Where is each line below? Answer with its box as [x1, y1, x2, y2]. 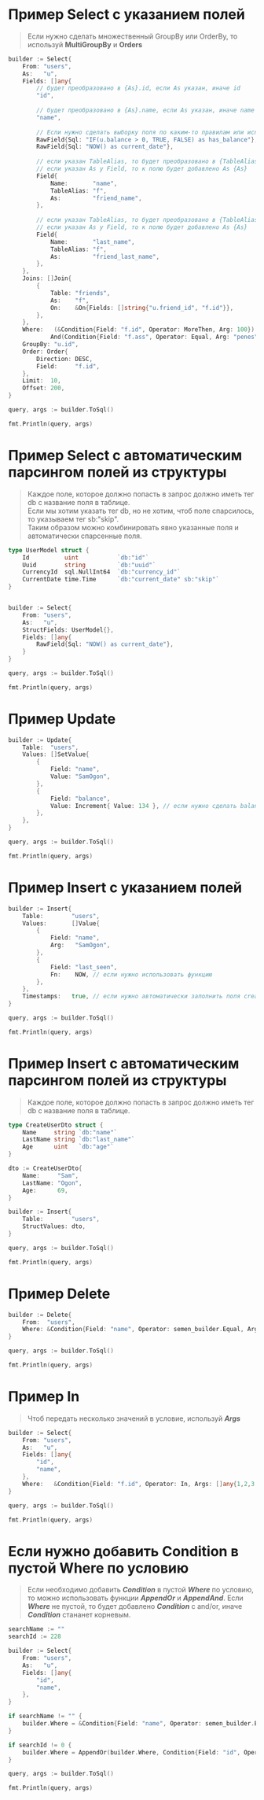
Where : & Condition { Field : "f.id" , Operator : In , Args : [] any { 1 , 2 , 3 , [22, 1480, 258, 1488]
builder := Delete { [8, 1311, 72, 1319]
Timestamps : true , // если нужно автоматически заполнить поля [22, 993, 241, 1001]
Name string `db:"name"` [22, 1128, 118, 1136]
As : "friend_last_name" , [49, 253, 159, 260]
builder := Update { [8, 736, 72, 744]
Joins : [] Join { [22, 275, 72, 282]
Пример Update [8, 710, 116, 728]
